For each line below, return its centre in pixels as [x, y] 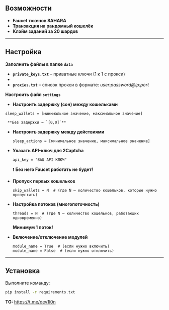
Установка [23, 271]
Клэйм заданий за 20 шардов [45, 31]
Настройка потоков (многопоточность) [56, 204]
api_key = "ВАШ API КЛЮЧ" [39, 160]
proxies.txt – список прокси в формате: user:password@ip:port [81, 84]
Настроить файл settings [33, 94]
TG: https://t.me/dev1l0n [31, 302]
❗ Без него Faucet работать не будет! [53, 169]
